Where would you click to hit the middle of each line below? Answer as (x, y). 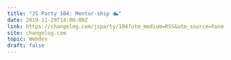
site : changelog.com (37, 33)
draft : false (26, 46)
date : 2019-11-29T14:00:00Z (48, 20)
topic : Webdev (28, 39)
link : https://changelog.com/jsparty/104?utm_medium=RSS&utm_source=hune (116, 26)
